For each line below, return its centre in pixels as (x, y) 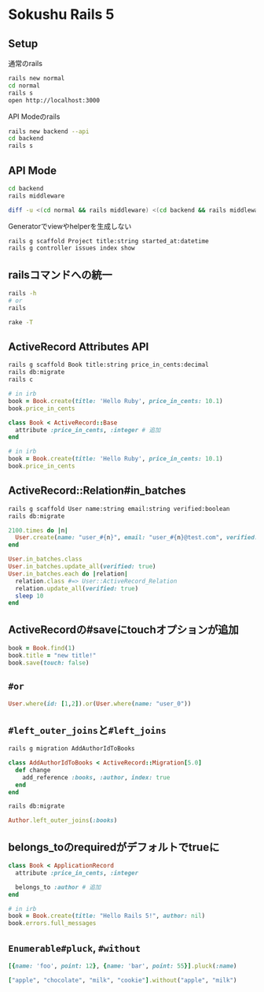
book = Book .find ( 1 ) (42, 648)
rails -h (22, 294)
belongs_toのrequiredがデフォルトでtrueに (114, 847)
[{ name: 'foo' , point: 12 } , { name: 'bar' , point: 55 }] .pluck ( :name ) (123, 966)
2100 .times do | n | (38, 530)
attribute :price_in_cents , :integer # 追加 (88, 430)
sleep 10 (29, 596)
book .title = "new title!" (52, 655)
